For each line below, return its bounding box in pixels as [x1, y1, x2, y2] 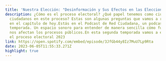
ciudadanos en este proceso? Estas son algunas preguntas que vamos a [9, 16, 158, 21]
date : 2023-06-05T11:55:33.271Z [5, 44, 72, 49]
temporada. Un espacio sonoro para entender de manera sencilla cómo [9, 26, 156, 30]
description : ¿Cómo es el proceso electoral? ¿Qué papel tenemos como [5, 12, 154, 17]
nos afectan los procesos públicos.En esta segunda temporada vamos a [9, 30, 158, 35]
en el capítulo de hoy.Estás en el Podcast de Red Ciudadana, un [9, 21, 147, 26]
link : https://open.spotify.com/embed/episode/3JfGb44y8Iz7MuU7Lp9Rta [5, 39, 154, 44]
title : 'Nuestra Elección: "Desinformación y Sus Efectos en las [5, 7, 142, 12]
